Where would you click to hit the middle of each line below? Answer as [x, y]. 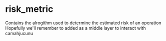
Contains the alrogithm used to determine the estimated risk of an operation [83, 23]
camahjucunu [19, 33]
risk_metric [29, 9]
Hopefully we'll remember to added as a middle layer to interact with [75, 28]
